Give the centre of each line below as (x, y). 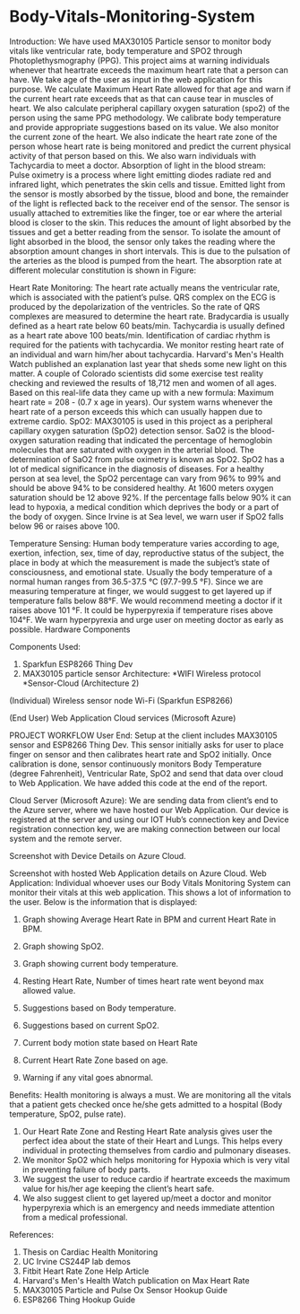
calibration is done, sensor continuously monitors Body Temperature (136, 764)
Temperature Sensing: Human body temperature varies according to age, (144, 543)
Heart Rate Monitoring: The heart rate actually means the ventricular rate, (145, 287)
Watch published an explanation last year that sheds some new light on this (148, 364)
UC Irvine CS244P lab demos (77, 1261)
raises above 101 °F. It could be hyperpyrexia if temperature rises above (141, 610)
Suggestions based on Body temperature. (99, 1008)
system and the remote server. (66, 838)
